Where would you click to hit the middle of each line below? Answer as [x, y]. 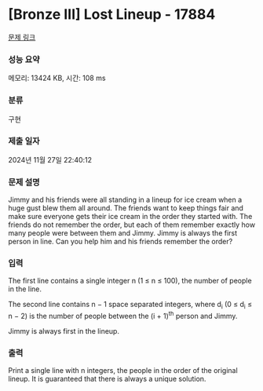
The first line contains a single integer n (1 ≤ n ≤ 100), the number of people [130, 281]
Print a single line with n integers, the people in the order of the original [123, 371]
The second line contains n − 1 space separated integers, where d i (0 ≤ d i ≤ [130, 305]
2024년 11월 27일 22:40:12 [50, 159]
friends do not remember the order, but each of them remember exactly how [132, 225]
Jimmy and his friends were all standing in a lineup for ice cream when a [125, 200]
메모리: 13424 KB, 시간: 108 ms [57, 78]
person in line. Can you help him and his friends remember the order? [121, 242]
